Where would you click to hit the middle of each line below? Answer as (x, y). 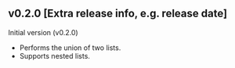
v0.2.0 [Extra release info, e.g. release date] (118, 14)
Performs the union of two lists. (70, 48)
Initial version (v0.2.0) (43, 32)
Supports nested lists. (54, 55)
